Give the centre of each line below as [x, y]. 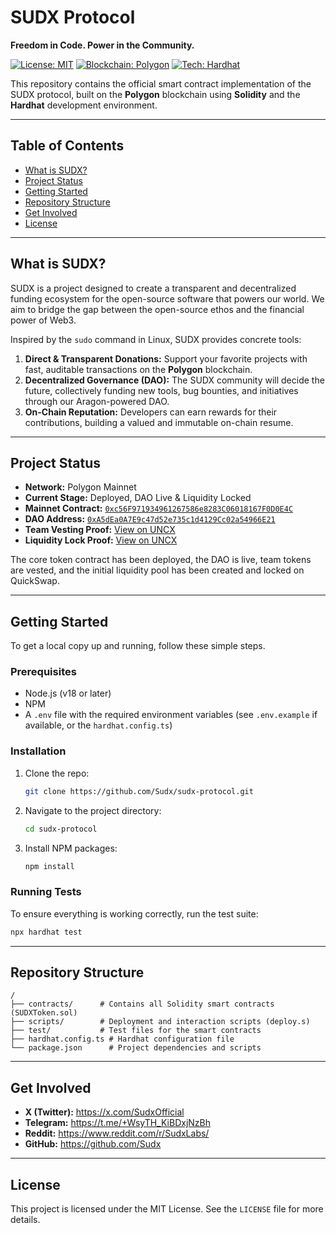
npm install [49, 866]
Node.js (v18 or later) [68, 693]
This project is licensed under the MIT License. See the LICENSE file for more [167, 1209]
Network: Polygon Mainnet [80, 487]
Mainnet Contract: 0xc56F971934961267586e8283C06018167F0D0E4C [159, 508]
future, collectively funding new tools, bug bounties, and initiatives [161, 390]
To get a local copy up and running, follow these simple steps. [138, 646]
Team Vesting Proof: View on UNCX [100, 530]
